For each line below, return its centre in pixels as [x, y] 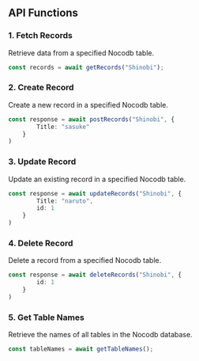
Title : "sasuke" [63, 127]
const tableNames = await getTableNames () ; [81, 349]
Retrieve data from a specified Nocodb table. [81, 53]
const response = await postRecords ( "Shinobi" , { [92, 119]
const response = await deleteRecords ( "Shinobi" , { [95, 275]
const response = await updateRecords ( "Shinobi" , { [95, 193]
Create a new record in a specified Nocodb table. [88, 104]
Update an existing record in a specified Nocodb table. [97, 179]
